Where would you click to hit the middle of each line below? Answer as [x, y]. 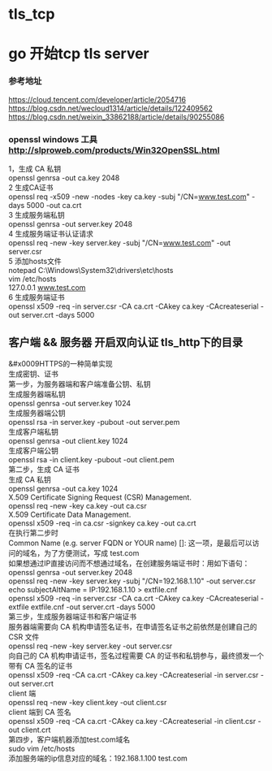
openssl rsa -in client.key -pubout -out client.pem [91, 459]
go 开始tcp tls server [79, 54]
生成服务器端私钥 [37, 394]
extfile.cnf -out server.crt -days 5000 [93, 607]
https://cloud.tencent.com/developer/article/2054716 [97, 99]
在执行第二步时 [33, 532]
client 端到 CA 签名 [40, 712]
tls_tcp [32, 14]
